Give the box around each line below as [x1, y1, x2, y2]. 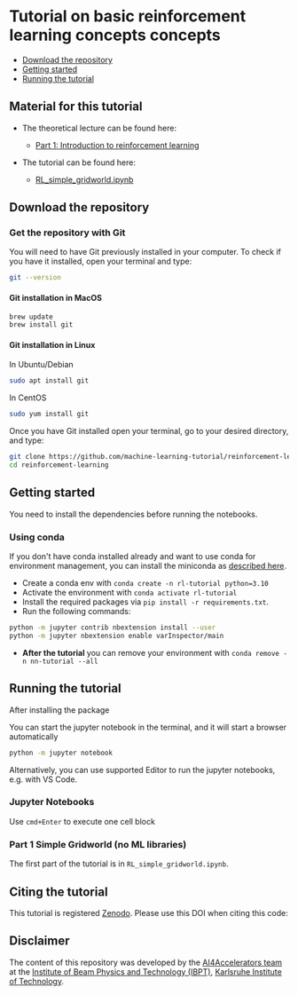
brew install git [9, 320, 74, 329]
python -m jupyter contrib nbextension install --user [9, 623, 216, 632]
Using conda [9, 531, 65, 543]
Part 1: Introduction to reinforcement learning [35, 139, 200, 150]
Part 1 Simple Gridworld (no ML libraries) [9, 838, 187, 850]
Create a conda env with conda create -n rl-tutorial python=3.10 [21, 578, 269, 588]
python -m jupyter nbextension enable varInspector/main [9, 631, 224, 640]
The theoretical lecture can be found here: [21, 122, 177, 133]
